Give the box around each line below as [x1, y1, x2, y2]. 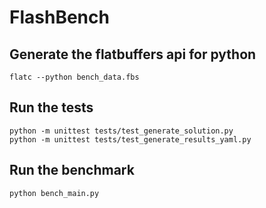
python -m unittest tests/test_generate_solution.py [9, 126, 234, 136]
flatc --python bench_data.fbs [9, 72, 140, 82]
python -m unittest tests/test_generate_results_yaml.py [9, 134, 252, 145]
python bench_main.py [9, 188, 100, 198]
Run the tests [9, 99, 94, 116]
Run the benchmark [9, 162, 135, 179]
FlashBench [9, 6, 110, 29]
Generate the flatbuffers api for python [9, 46, 257, 63]
